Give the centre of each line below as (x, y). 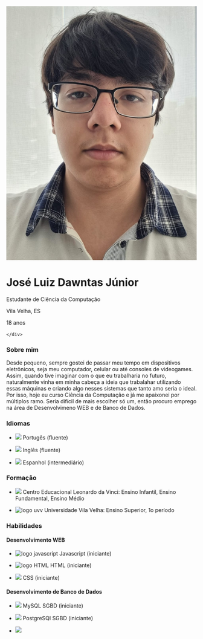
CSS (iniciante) (41, 577)
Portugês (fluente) (45, 437)
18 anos (16, 322)
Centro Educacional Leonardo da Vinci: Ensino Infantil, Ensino (99, 491)
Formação (21, 478)
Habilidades (24, 525)
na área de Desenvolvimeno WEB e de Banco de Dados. (76, 408)
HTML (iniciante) (71, 565)
